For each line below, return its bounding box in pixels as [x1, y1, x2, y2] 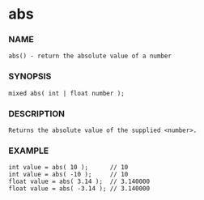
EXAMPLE [8, 145, 49, 156]
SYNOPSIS [8, 70, 52, 82]
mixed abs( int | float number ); [8, 89, 125, 97]
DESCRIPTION [8, 108, 66, 119]
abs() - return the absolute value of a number [8, 52, 172, 61]
